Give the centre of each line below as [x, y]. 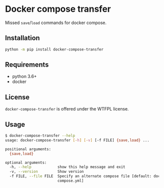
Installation [22, 38]
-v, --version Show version [47, 172]
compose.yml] [71, 181]
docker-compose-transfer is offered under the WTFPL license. [67, 109]
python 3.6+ [24, 77]
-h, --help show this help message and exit [67, 167]
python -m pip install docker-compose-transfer [54, 49]
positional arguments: [28, 149]
